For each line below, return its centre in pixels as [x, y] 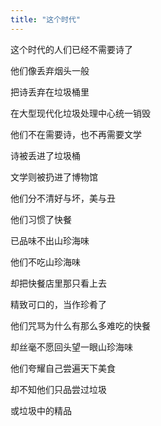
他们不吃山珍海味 [45, 262]
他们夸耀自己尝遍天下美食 [63, 368]
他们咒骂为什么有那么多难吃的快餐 [80, 325]
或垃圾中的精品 [41, 410]
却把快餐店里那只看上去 [58, 283]
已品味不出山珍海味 [50, 240]
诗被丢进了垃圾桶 [45, 155]
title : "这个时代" [46, 19]
